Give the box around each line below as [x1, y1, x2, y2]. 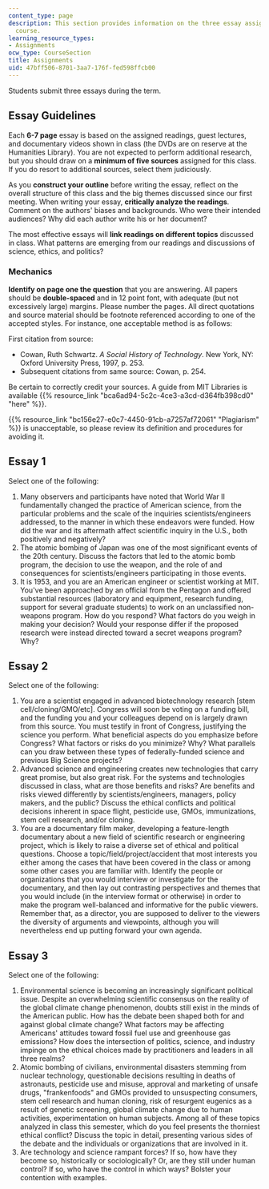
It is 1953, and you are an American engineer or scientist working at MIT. [19, 576, 259, 586]
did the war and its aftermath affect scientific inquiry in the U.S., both [19, 525, 248, 535]
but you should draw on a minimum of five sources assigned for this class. [8, 155, 257, 165]
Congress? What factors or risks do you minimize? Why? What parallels [19, 738, 256, 749]
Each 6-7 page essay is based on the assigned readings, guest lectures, [8, 130, 247, 140]
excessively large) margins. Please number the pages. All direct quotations [8, 301, 255, 311]
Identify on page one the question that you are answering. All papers [8, 284, 238, 294]
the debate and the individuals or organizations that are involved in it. [19, 1139, 248, 1149]
